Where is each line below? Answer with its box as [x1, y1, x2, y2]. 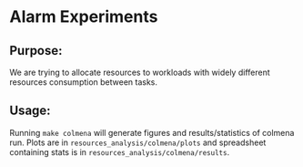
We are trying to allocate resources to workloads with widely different [9, 67, 270, 78]
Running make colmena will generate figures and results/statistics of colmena [9, 127, 295, 138]
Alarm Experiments [9, 6, 158, 27]
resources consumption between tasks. [9, 77, 157, 88]
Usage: [9, 103, 52, 119]
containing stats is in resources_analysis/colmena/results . [9, 146, 230, 157]
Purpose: [9, 43, 63, 58]
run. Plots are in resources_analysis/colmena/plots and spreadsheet [9, 137, 267, 148]
